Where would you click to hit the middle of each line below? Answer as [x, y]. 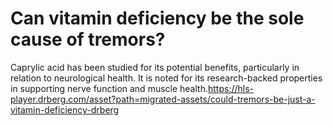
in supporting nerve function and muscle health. [109, 88]
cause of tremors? [88, 39]
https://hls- [231, 88]
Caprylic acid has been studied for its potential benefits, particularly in [155, 67]
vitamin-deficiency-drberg [65, 109]
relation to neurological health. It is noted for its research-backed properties [166, 78]
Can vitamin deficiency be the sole [157, 18]
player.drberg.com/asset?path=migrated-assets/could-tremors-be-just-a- [163, 99]
